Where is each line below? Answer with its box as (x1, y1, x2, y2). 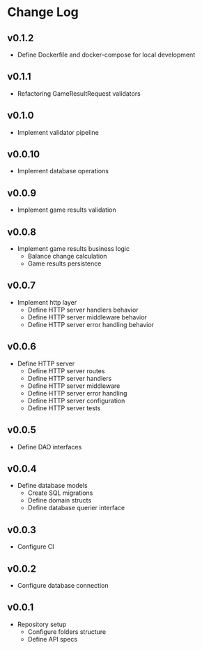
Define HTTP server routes (27, 366, 105, 375)
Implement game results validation (17, 205, 116, 214)
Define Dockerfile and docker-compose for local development (17, 50, 196, 59)
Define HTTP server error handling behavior (27, 320, 155, 328)
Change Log (7, 4, 79, 20)
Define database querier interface (27, 504, 125, 512)
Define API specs (27, 635, 78, 643)
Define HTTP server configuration (27, 396, 125, 405)
